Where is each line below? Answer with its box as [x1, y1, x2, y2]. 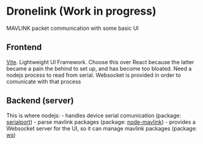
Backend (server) [6, 96, 75, 106]
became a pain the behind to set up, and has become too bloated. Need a [6, 65, 192, 72]
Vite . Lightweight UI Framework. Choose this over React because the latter [6, 58, 194, 65]
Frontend [6, 42, 42, 52]
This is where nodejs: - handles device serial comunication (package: [6, 112, 182, 119]
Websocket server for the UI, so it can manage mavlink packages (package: [6, 124, 197, 132]
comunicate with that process [6, 77, 81, 85]
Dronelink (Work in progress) [6, 4, 157, 18]
